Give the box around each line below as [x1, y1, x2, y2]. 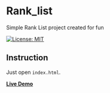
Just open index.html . [6, 69, 61, 76]
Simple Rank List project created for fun [6, 24, 105, 31]
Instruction [6, 52, 48, 63]
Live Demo [6, 80, 33, 87]
